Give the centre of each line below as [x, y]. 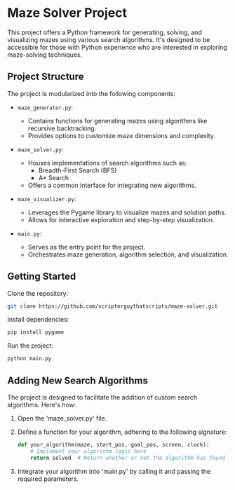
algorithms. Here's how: [42, 405]
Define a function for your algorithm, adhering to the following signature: [122, 432]
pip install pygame [36, 332]
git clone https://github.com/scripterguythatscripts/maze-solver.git [113, 306]
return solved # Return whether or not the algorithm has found [128, 458]
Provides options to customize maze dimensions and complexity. [121, 135]
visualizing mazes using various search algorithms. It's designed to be [109, 39]
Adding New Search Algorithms [78, 380]
